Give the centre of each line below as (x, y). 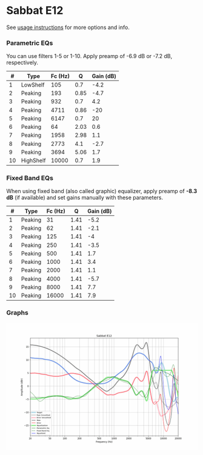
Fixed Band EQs (30, 178)
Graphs (17, 313)
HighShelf (33, 160)
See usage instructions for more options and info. (68, 27)
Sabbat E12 (35, 11)
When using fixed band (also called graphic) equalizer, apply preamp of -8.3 (102, 191)
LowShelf (33, 85)
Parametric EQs (30, 43)
